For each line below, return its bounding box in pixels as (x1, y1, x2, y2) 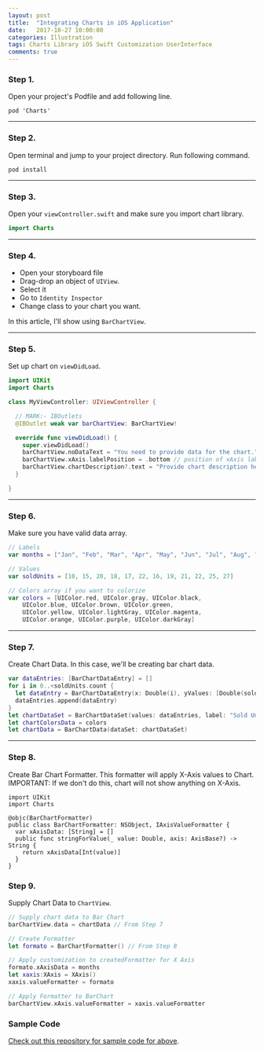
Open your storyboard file (19, 268, 104, 277)
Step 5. (8, 343, 36, 354)
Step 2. (8, 133, 37, 144)
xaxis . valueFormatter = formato (8, 978, 114, 986)
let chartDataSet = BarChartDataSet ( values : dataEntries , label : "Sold (8, 711, 247, 719)
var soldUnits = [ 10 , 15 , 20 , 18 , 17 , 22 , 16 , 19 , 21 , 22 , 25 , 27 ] (8, 572, 234, 580)
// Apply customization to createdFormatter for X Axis (8, 956, 195, 964)
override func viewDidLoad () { (15, 434, 118, 442)
